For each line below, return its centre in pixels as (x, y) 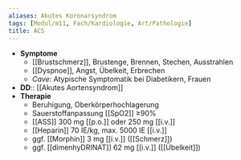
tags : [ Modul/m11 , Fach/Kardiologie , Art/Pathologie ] (100, 23)
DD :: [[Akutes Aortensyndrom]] (71, 88)
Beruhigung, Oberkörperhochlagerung (95, 105)
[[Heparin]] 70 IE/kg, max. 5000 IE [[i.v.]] (99, 130)
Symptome (39, 54)
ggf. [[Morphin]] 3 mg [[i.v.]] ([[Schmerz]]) (102, 139)
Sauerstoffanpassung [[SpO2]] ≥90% (94, 113)
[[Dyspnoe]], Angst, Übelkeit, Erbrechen (98, 71)
